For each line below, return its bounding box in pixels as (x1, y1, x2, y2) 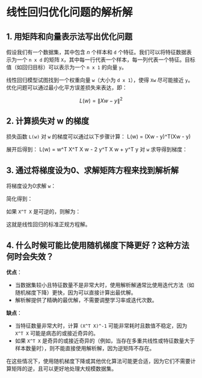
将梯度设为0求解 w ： (6, 182, 56, 190)
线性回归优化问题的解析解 (6, 5, 133, 19)
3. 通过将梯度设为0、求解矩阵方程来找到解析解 (6, 165, 179, 175)
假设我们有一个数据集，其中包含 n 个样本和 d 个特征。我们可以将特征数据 (6, 49, 187, 55)
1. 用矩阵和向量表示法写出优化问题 (6, 31, 133, 42)
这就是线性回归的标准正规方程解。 (6, 221, 91, 228)
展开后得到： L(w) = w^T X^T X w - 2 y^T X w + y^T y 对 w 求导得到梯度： (6, 146, 188, 153)
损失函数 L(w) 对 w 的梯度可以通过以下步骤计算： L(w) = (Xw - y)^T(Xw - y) (6, 133, 191, 140)
